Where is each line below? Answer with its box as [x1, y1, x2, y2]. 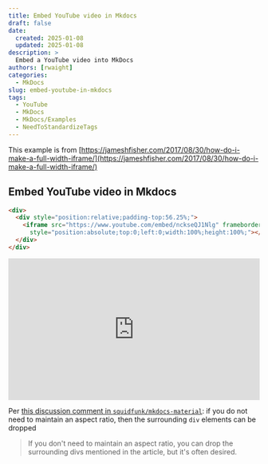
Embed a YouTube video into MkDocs [15, 57, 134, 65]
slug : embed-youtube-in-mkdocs [8, 85, 112, 94]
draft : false [8, 19, 52, 27]
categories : [8, 71, 48, 79]
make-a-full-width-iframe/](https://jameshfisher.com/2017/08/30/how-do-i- [8, 153, 259, 163]
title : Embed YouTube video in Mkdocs [8, 11, 137, 20]
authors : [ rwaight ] [8, 64, 73, 72]
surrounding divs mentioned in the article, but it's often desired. [27, 447, 238, 457]
